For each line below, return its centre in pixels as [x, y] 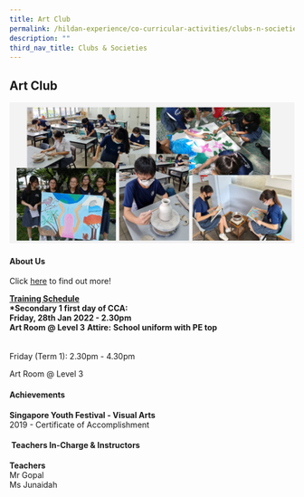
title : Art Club [40, 19]
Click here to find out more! [60, 282]
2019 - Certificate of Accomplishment [80, 425]
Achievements [38, 395]
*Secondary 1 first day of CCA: [69, 309]
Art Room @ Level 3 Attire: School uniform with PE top [114, 328]
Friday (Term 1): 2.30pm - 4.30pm [72, 357]
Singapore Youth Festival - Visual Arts [82, 415]
